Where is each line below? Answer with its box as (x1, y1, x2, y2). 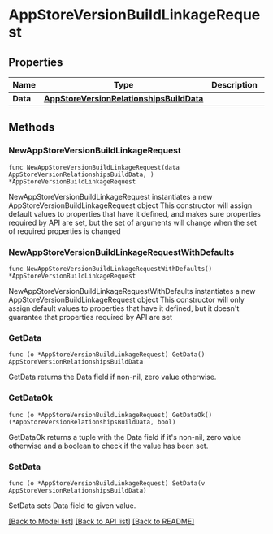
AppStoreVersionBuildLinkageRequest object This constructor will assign (8, 200, 253, 210)
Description (210, 80, 258, 90)
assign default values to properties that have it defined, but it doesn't (8, 303, 240, 313)
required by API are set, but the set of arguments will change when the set (8, 217, 258, 227)
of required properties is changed (8, 226, 121, 236)
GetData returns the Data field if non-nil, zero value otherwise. (8, 372, 217, 382)
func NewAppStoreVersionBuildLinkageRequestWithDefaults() (8, 265, 213, 273)
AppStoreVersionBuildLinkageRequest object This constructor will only (8, 295, 245, 304)
